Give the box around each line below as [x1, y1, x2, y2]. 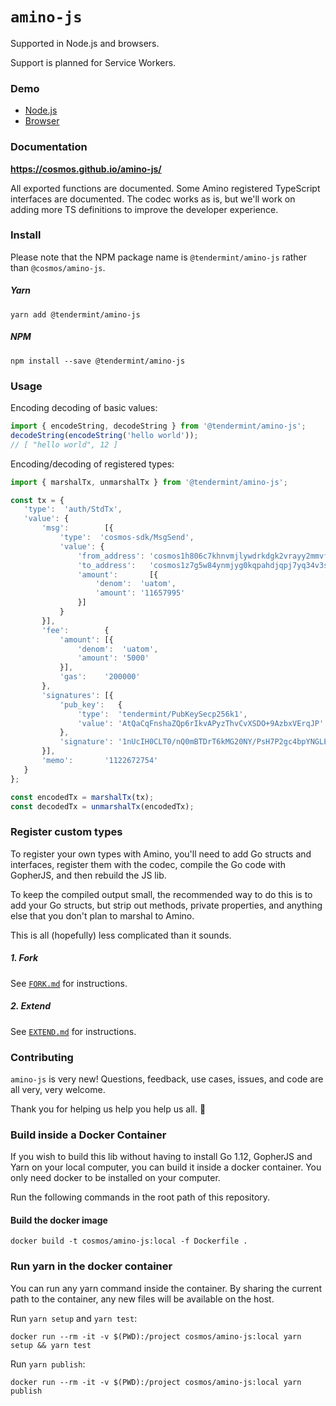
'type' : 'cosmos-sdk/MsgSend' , [59, 533, 195, 543]
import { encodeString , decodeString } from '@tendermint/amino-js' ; [10, 421, 307, 432]
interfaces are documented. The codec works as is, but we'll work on [10, 193, 296, 205]
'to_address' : [77, 560, 137, 570]
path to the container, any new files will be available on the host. [10, 1293, 275, 1305]
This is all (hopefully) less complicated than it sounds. [10, 929, 232, 941]
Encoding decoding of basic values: [10, 402, 158, 414]
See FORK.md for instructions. [10, 977, 128, 989]
